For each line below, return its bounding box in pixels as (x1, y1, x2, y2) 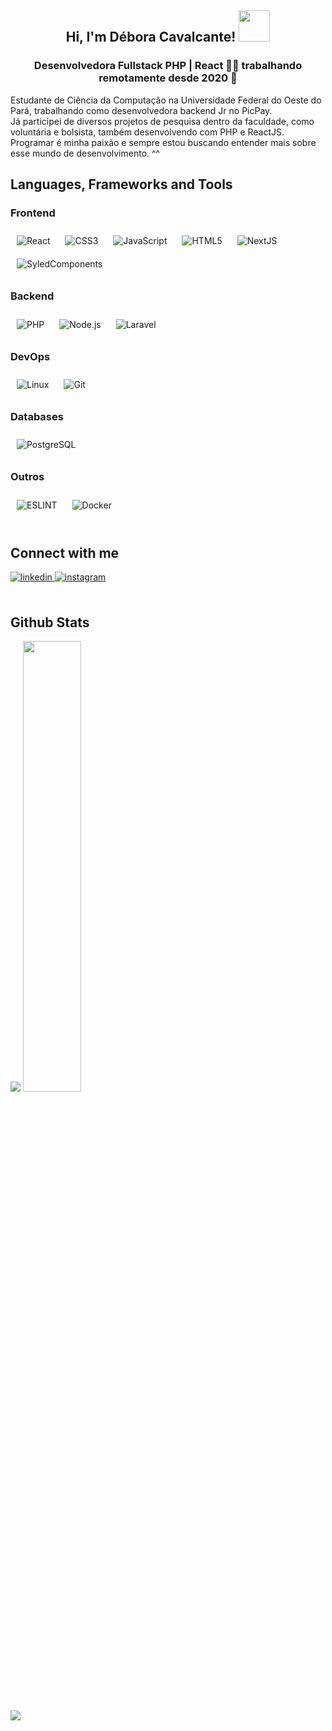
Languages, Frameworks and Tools (10, 176, 233, 193)
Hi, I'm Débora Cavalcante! (65, 29, 237, 46)
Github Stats (10, 614, 90, 631)
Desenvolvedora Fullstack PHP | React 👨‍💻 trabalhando (33, 59, 303, 73)
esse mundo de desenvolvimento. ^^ (10, 147, 161, 159)
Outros (10, 470, 45, 484)
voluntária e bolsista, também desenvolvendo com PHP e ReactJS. (10, 126, 285, 138)
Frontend (10, 206, 56, 220)
